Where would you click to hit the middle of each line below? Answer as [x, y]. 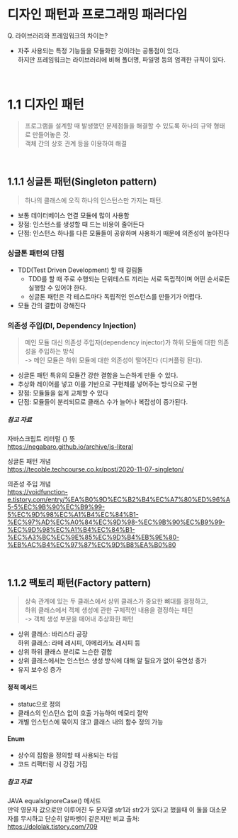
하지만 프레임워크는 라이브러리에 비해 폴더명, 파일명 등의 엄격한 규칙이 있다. [121, 59]
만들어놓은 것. [51, 134]
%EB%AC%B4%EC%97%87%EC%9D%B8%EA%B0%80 [92, 545]
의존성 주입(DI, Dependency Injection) [72, 325]
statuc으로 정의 [39, 704]
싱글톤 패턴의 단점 [36, 253]
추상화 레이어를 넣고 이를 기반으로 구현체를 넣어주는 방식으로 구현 [107, 384]
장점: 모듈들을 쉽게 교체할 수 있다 [63, 393]
